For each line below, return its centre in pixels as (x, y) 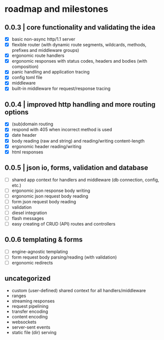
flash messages (28, 218)
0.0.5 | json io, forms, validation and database (76, 168)
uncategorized (28, 279)
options (17, 112)
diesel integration (29, 213)
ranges (19, 296)
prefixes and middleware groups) (45, 50)
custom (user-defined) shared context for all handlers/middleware (79, 290)
